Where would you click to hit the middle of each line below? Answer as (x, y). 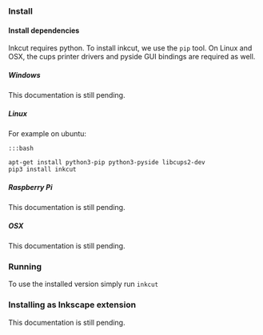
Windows (25, 75)
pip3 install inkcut (43, 170)
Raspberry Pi (30, 187)
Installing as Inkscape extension (72, 305)
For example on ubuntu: (47, 134)
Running (25, 266)
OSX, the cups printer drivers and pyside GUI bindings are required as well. (132, 57)
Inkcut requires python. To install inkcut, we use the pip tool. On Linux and (130, 48)
